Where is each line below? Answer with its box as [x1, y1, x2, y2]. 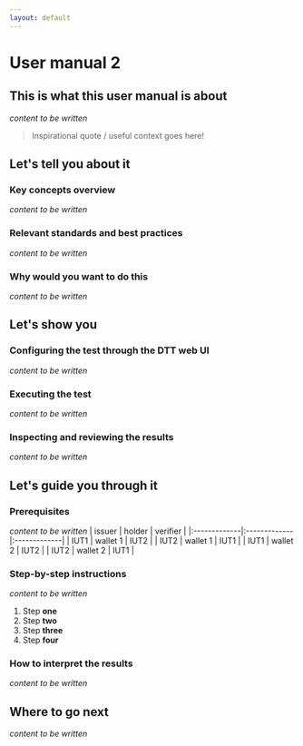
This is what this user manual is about [9, 88, 228, 104]
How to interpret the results [9, 657, 133, 670]
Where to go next [9, 704, 109, 720]
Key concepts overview [9, 183, 116, 196]
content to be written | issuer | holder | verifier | [9, 525, 187, 536]
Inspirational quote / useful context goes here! [31, 130, 205, 141]
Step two [22, 615, 57, 626]
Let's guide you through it [9, 477, 159, 493]
